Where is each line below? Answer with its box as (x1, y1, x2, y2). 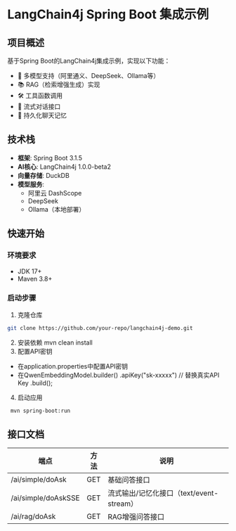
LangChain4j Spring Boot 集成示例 (7, 6, 209, 23)
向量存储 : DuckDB (17, 171, 70, 179)
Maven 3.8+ (17, 274, 53, 283)
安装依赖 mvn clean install (17, 338, 93, 347)
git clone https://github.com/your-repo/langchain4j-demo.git (7, 324, 193, 331)
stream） (107, 499, 138, 508)
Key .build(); (17, 378, 53, 387)
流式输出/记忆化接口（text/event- (107, 488, 219, 498)
